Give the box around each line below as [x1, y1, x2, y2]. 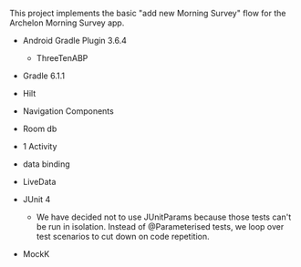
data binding [22, 159, 70, 169]
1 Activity [22, 141, 57, 151]
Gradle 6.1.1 [22, 70, 66, 81]
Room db [22, 123, 57, 134]
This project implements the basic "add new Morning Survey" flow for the [9, 8, 286, 18]
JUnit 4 [22, 194, 51, 204]
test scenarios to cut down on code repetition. [36, 231, 210, 241]
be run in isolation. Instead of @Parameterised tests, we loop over [36, 221, 285, 231]
